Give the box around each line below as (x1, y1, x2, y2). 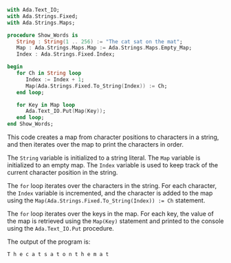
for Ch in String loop (16, 70, 81, 76)
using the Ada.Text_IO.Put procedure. (7, 224, 115, 232)
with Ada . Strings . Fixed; (7, 12, 78, 20)
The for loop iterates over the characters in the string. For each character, (7, 182, 217, 189)
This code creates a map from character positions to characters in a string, (7, 133, 219, 141)
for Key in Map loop (16, 101, 76, 108)
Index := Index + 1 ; (25, 76, 85, 83)
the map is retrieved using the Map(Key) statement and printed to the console (7, 217, 224, 225)
